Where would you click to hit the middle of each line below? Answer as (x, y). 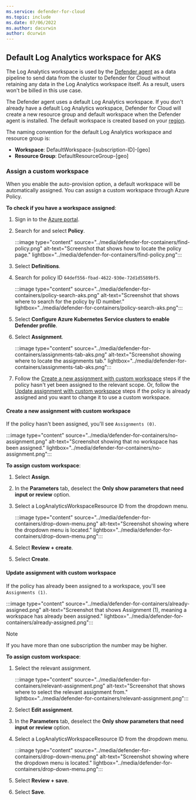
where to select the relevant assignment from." (71, 692)
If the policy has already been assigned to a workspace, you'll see (86, 586)
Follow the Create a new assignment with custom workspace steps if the (102, 378)
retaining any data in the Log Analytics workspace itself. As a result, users (95, 84)
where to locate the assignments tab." (60, 361)
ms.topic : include (28, 17)
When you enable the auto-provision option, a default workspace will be (93, 184)
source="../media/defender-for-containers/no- (122, 435)
